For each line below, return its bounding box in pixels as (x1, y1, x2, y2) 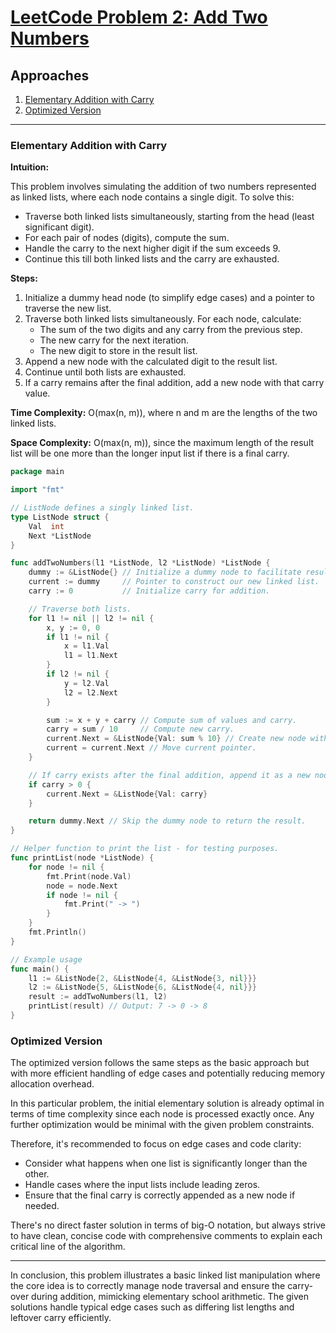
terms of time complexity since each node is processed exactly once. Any (10, 1108, 315, 1120)
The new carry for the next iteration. (39, 334, 190, 346)
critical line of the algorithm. (10, 1241, 126, 1253)
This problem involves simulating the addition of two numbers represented (10, 181, 317, 193)
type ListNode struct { (10, 512, 110, 522)
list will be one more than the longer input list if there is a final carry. (10, 447, 290, 460)
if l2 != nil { (46, 669, 110, 680)
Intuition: (10, 161, 50, 173)
